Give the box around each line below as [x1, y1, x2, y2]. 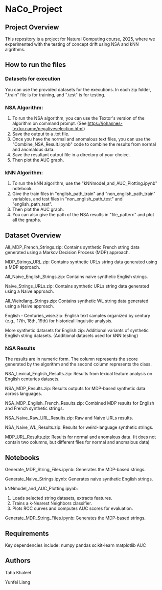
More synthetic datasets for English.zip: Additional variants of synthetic [5, 328, 149, 334]
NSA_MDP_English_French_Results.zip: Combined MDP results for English [5, 400, 155, 406]
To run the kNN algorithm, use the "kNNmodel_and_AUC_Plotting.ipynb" [12, 180, 158, 186]
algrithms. [5, 47, 25, 52]
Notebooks [5, 453, 40, 462]
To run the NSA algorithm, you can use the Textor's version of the [12, 115, 145, 121]
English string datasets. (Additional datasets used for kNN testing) [5, 333, 139, 338]
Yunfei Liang [5, 579, 30, 585]
